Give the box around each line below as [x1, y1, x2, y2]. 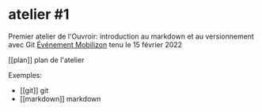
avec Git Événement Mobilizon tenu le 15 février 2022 [8, 39, 183, 49]
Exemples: [8, 70, 42, 80]
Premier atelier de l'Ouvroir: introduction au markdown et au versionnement [8, 31, 255, 41]
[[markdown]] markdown [19, 94, 101, 103]
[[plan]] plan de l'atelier [8, 55, 85, 65]
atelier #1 [8, 6, 70, 24]
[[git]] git [19, 85, 49, 95]
